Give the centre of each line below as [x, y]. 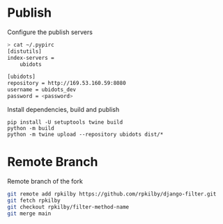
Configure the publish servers [50, 32]
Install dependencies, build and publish [63, 109]
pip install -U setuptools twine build [65, 122]
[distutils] [24, 51]
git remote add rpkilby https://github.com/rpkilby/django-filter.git [112, 194]
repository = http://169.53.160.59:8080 [67, 83]
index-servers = [31, 58]
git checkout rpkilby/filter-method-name [68, 207]
